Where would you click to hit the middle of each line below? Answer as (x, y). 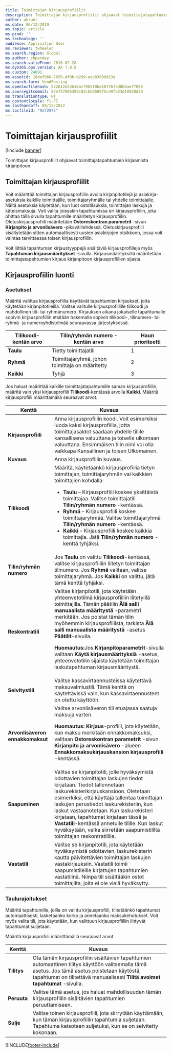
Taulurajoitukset (26, 899)
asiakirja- (148, 194)
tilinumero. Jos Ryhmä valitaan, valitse (101, 570)
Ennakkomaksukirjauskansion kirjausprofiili (109, 752)
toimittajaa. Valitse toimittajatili (99, 499)
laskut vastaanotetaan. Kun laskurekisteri (104, 811)
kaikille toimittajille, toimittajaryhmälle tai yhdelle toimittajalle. (90, 200)
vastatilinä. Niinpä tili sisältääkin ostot (99, 877)
